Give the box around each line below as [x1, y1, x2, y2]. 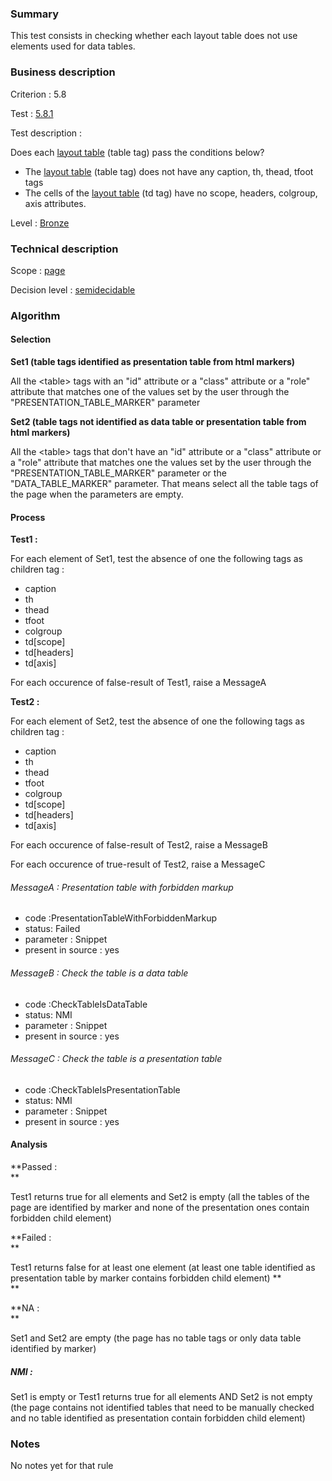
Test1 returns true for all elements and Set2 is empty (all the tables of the [10, 1191, 310, 1203]
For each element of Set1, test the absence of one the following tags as [10, 553, 303, 565]
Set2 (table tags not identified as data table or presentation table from [10, 416, 307, 428]
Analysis [10, 1138, 48, 1151]
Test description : [10, 127, 83, 139]
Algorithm [10, 308, 61, 322]
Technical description [10, 242, 119, 256]
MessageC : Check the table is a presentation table [10, 1053, 223, 1065]
